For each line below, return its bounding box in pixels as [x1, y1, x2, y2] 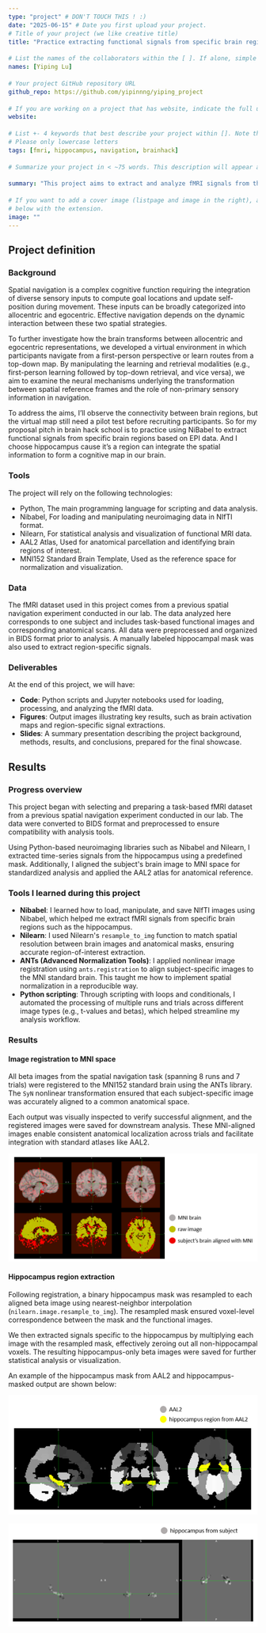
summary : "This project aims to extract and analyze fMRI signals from [8, 180, 249, 188]
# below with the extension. [8, 205, 104, 213]
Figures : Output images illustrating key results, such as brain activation [19, 712, 252, 722]
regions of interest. [19, 545, 82, 555]
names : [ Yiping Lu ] [8, 63, 73, 71]
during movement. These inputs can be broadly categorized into [36, 302, 246, 312]
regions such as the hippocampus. [19, 922, 133, 932]
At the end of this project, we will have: [8, 680, 135, 689]
